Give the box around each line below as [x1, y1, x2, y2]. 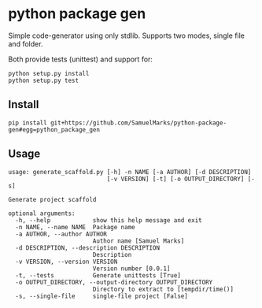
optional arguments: [8, 210, 76, 217]
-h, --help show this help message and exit [15, 216, 202, 225]
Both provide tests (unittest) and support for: [8, 54, 153, 64]
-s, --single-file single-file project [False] [15, 292, 189, 300]
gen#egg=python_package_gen [8, 125, 101, 134]
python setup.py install [8, 69, 90, 77]
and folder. [8, 39, 43, 48]
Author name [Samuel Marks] [92, 237, 185, 245]
